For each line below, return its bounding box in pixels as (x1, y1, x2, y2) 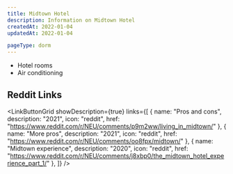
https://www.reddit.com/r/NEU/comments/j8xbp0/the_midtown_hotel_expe (10, 151, 225, 160)
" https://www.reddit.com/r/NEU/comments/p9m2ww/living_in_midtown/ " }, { (7, 122, 227, 130)
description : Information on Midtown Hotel (7, 17, 136, 24)
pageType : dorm (7, 42, 51, 49)
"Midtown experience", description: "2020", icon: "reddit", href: (7, 144, 188, 152)
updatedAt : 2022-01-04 (7, 29, 73, 37)
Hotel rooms (17, 61, 54, 70)
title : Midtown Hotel (7, 10, 70, 17)
